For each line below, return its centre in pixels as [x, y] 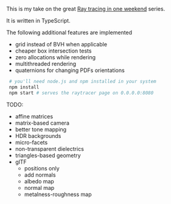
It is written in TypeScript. [39, 20]
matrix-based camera [42, 123]
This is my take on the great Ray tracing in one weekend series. [86, 9]
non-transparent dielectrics [49, 148]
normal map [39, 188]
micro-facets [31, 142]
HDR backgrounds [38, 136]
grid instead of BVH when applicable [61, 44]
